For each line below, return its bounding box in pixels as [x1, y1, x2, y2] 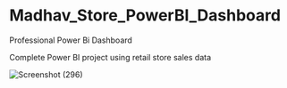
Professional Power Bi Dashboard [9, 35, 132, 45]
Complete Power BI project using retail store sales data [9, 52, 212, 62]
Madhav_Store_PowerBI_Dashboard [9, 5, 282, 26]
